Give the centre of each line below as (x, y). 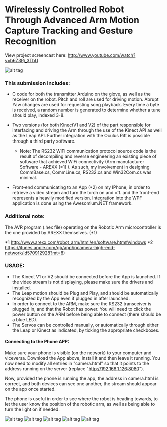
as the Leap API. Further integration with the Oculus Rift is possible (81, 136)
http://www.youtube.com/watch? (102, 55)
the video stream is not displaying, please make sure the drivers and (83, 282)
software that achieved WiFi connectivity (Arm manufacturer (82, 162)
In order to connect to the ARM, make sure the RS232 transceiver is (82, 303)
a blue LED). (25, 319)
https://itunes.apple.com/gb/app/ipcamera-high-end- (60, 247)
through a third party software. (44, 141)
